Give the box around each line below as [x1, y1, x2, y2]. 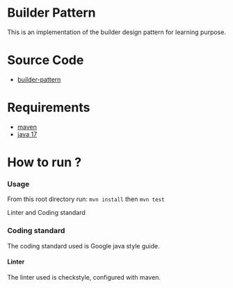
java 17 [17, 130, 38, 138]
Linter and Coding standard [7, 209, 86, 217]
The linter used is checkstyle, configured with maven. [7, 273, 161, 281]
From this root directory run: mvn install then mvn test [7, 195, 165, 203]
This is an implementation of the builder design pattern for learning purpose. [7, 28, 226, 36]
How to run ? [7, 154, 82, 170]
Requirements [7, 99, 90, 115]
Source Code [7, 52, 84, 68]
